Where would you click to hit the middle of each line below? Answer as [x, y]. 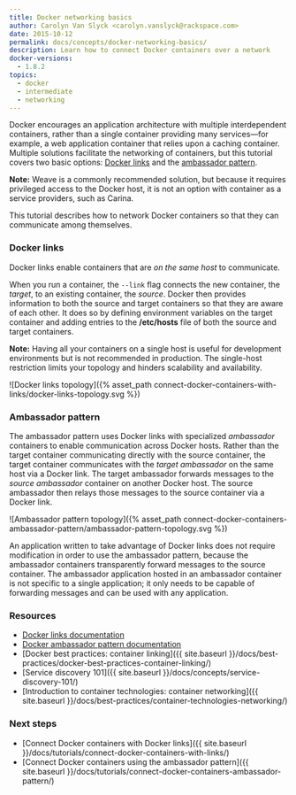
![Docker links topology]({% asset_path [81, 384]
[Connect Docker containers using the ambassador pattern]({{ [135, 761]
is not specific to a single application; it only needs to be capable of [132, 583]
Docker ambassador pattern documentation [102, 644]
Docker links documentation [73, 635]
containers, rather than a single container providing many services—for [139, 135]
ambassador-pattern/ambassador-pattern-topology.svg [110, 529]
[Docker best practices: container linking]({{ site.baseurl [124, 654]
